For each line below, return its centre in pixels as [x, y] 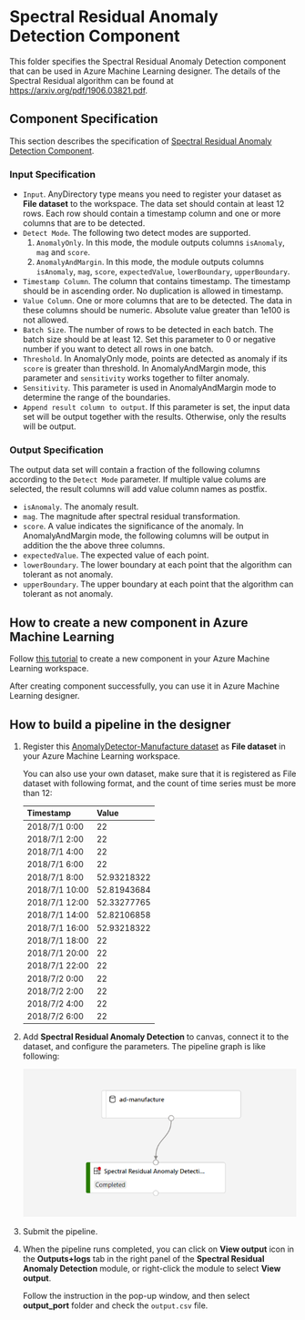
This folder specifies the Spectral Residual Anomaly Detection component [148, 61]
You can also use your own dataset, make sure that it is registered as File [159, 773]
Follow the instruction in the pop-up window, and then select [136, 1296]
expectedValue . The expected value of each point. [116, 555]
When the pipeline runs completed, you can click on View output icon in [158, 1249]
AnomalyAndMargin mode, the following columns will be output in [146, 536]
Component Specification [84, 119]
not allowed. [46, 320]
